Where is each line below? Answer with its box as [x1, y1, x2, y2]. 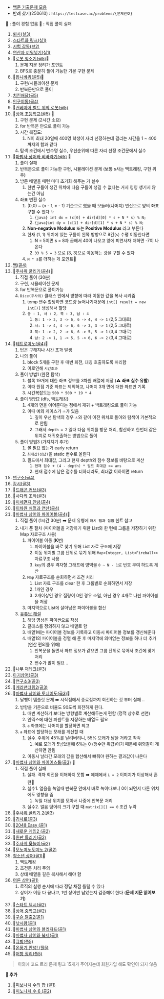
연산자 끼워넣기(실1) [12, 49, 51, 55]
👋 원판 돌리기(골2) [12, 834, 46, 840]
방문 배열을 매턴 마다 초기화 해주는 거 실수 [20, 178, 100, 184]
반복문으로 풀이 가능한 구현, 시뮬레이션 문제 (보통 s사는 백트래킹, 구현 [20, 166, 152, 171]
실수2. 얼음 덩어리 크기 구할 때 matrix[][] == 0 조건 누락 [27, 804, 137, 809]
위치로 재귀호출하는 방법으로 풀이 [34, 433, 98, 439]
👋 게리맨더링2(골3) [12, 684, 48, 690]
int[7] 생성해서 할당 [27, 305, 67, 311]
